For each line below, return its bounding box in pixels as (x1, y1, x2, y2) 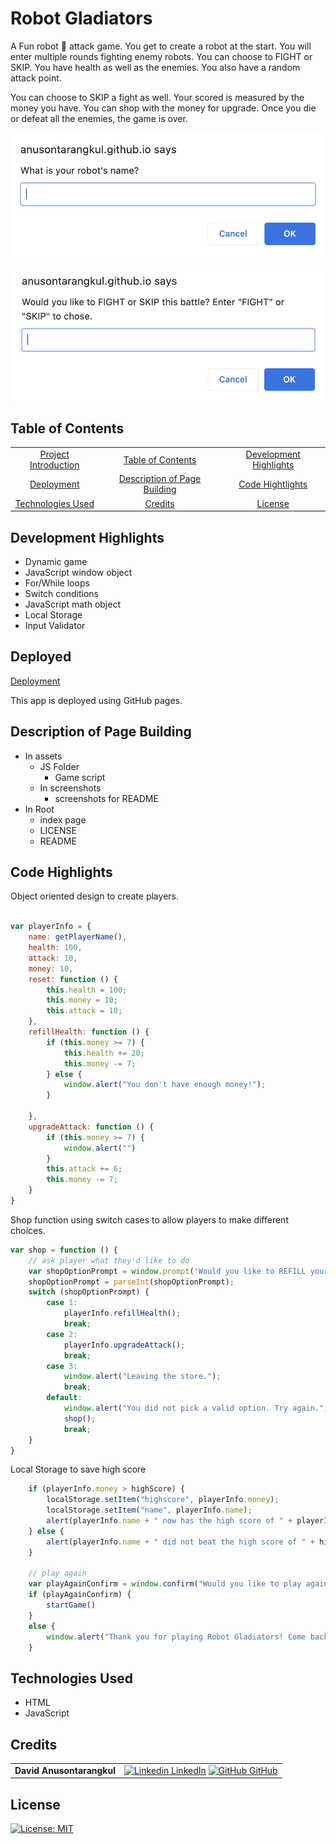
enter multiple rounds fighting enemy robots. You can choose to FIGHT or (10, 50, 313, 62)
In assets (24, 750, 63, 762)
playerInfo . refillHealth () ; (63, 1308, 182, 1319)
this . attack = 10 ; (46, 1006, 123, 1016)
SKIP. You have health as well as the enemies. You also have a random (10, 61, 301, 73)
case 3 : (46, 1361, 78, 1371)
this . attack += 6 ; (46, 1164, 123, 1174)
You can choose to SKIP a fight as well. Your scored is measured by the (10, 91, 305, 103)
